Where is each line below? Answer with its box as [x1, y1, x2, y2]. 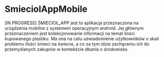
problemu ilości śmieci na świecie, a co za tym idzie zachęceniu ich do [4, 41, 150, 47]
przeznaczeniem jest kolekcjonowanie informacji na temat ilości [4, 30, 135, 36]
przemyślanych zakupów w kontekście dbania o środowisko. [4, 46, 129, 52]
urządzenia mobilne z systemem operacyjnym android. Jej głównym [4, 25, 144, 31]
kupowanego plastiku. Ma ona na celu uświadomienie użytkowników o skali [4, 36, 160, 42]
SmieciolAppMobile [4, 3, 87, 15]
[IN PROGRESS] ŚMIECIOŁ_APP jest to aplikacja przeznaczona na [4, 20, 139, 26]
